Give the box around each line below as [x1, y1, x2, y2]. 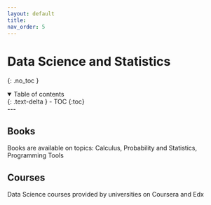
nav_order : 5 [7, 23, 46, 30]
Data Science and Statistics [7, 53, 171, 69]
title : [7, 17, 27, 24]
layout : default [7, 10, 55, 17]
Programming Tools [7, 151, 64, 160]
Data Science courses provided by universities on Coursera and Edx [7, 190, 205, 198]
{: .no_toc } [7, 76, 39, 85]
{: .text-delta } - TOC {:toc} [7, 97, 86, 106]
